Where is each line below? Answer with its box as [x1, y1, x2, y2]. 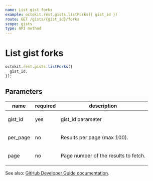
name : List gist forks [5, 7, 53, 13]
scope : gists [5, 21, 33, 27]
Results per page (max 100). [60, 134, 128, 141]
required [35, 102, 56, 109]
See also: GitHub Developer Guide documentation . [5, 170, 109, 176]
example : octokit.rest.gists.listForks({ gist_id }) [5, 12, 118, 17]
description [89, 102, 117, 109]
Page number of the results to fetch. [60, 152, 145, 159]
